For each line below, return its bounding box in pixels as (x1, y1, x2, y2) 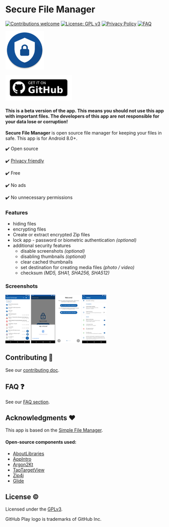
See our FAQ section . (5, 399, 50, 405)
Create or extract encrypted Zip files (12, 232, 90, 238)
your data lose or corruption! (5, 118, 68, 124)
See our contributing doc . (5, 367, 60, 373)
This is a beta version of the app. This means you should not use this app (5, 107, 164, 114)
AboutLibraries (12, 450, 45, 457)
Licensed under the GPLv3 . (5, 506, 63, 512)
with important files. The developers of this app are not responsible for (5, 113, 160, 119)
